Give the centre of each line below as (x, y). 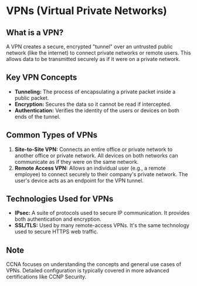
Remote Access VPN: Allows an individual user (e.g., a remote (90, 168)
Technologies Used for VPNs (60, 199)
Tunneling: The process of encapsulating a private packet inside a (95, 92)
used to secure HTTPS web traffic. (56, 232)
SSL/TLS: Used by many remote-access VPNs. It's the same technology (102, 226)
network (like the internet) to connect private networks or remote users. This (98, 53)
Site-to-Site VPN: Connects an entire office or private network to (94, 149)
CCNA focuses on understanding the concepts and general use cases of (94, 264)
